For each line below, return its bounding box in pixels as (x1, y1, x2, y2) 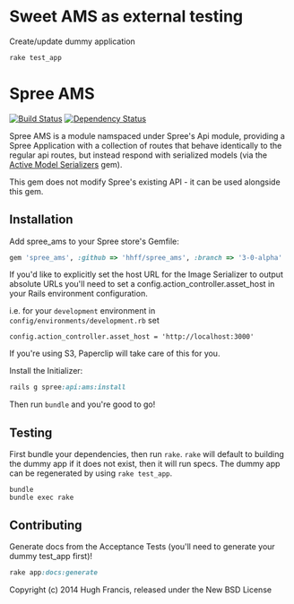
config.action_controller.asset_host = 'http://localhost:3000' (9, 332, 255, 341)
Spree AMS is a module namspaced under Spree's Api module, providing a (9, 130, 285, 141)
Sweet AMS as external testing (9, 6, 244, 27)
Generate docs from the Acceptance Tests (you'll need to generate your (9, 540, 275, 552)
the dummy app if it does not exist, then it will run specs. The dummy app (9, 459, 281, 470)
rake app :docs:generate (9, 567, 99, 577)
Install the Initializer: (9, 366, 83, 376)
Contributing (9, 517, 82, 532)
